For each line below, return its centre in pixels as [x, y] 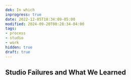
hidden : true [19, 47]
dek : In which [20, 10]
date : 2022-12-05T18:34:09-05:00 [40, 19]
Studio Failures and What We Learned [65, 72]
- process [16, 33]
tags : [11, 29]
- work [12, 43]
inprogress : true [23, 15]
